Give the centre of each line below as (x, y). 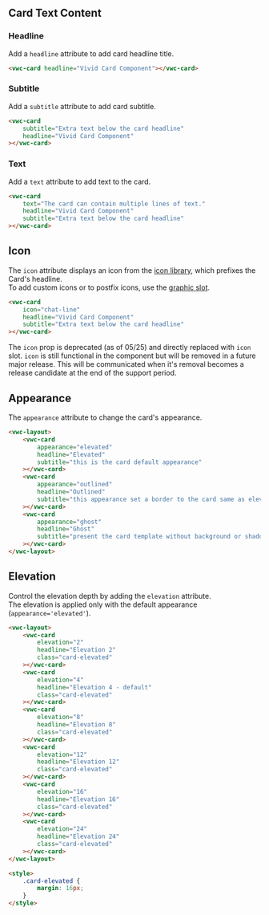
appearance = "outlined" (75, 485)
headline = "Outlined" (71, 492)
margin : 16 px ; (60, 889)
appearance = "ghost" (70, 522)
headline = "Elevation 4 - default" (94, 687)
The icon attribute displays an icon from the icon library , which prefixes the (132, 270)
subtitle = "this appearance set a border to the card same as (141, 499)
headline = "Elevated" (71, 454)
